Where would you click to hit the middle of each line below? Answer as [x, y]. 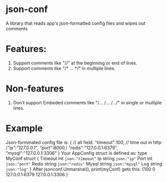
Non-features [35, 89]
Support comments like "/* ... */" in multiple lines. [64, 68]
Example [24, 128]
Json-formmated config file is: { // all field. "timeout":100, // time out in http [84, 142]
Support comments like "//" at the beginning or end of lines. [75, 63]
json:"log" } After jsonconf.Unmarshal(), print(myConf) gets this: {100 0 [80, 169]
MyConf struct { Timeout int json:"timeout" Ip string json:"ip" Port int [79, 158]
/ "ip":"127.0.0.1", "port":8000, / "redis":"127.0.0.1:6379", [62, 148]
